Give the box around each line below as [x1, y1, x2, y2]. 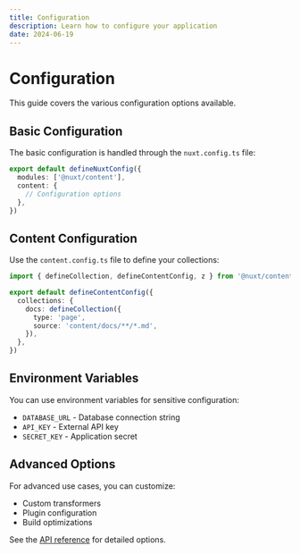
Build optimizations [21, 516, 93, 527]
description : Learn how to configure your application [9, 21, 218, 30]
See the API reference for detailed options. [9, 533, 167, 545]
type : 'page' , [32, 313, 87, 322]
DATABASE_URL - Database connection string [21, 412, 180, 423]
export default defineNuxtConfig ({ [9, 164, 142, 174]
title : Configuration [9, 13, 90, 22]
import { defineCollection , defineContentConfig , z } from [9, 272, 234, 281]
